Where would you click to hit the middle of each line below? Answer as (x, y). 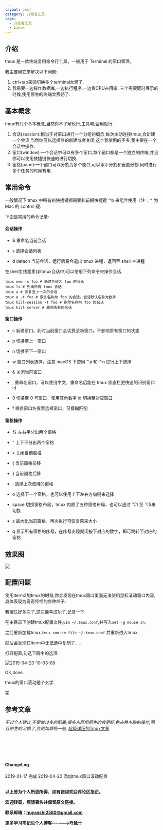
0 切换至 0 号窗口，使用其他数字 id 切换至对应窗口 (62, 398)
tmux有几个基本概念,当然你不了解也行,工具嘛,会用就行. (59, 124)
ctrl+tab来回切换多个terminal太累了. (48, 82)
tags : (10, 19)
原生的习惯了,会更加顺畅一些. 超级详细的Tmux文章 (59, 728)
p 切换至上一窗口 (29, 341)
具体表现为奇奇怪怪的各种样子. (36, 601)
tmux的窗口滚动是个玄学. (30, 682)
